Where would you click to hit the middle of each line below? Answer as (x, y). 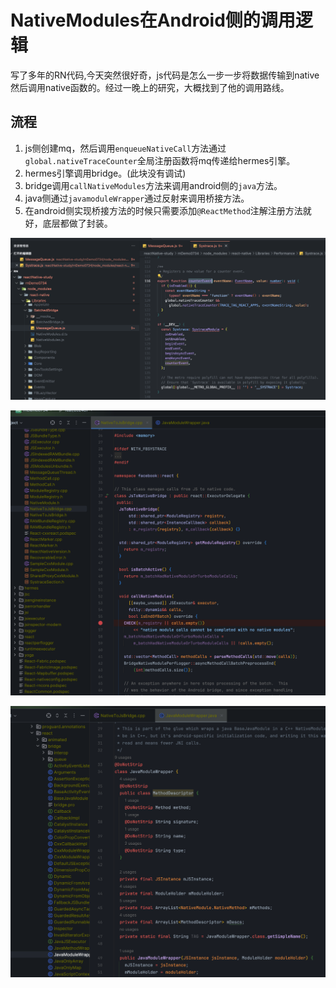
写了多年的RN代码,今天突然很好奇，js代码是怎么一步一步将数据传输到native (165, 75)
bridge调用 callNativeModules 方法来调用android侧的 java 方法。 (153, 185)
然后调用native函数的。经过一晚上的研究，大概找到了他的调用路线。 (150, 87)
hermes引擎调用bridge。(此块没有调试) (105, 173)
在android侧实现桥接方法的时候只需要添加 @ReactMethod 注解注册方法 (163, 210)
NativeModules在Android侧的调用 (153, 20)
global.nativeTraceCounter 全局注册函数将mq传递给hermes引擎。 (160, 160)
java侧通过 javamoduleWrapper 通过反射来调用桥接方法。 (137, 198)
